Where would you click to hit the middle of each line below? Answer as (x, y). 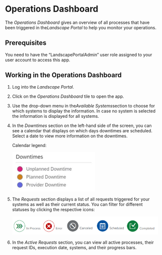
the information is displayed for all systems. (56, 116)
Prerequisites (26, 43)
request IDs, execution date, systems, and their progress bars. (74, 247)
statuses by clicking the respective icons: (53, 209)
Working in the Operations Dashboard (64, 75)
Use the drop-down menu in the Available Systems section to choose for (83, 106)
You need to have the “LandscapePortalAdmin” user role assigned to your (79, 55)
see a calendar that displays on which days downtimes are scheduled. (82, 130)
